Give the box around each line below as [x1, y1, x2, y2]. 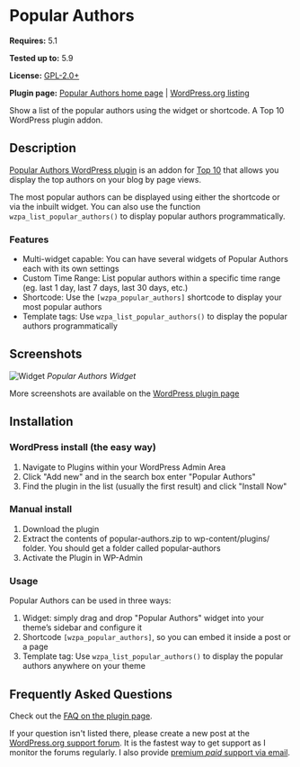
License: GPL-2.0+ [9, 69, 80, 81]
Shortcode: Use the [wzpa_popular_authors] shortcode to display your [22, 292, 282, 302]
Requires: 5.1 [9, 35, 58, 46]
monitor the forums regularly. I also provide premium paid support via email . [9, 746, 290, 757]
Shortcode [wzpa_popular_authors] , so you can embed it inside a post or [22, 632, 292, 643]
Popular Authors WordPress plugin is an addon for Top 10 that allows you [9, 164, 279, 176]
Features [9, 233, 49, 246]
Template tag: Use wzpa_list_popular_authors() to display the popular [22, 651, 284, 662]
